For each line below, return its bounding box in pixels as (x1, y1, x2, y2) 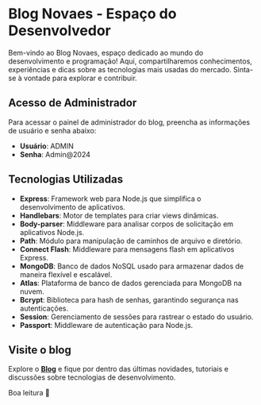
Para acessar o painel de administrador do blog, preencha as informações (8, 117, 251, 127)
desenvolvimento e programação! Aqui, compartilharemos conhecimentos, (8, 56, 252, 66)
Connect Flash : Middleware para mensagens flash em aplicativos (19, 244, 235, 254)
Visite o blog (8, 343, 71, 357)
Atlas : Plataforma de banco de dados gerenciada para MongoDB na (19, 278, 242, 287)
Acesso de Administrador (8, 96, 137, 110)
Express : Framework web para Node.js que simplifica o (19, 194, 202, 203)
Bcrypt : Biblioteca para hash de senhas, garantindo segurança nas (19, 295, 240, 304)
